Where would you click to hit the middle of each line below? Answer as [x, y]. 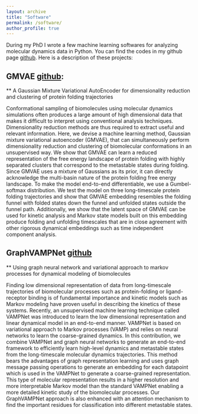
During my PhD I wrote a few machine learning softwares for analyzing [92, 45]
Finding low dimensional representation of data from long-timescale [89, 285]
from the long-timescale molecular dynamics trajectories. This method [92, 354]
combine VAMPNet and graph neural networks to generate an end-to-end [96, 342]
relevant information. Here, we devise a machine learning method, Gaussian [98, 133]
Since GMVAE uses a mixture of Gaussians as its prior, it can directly [90, 171]
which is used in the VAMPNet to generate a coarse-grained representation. [98, 373]
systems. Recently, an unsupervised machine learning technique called [93, 310]
